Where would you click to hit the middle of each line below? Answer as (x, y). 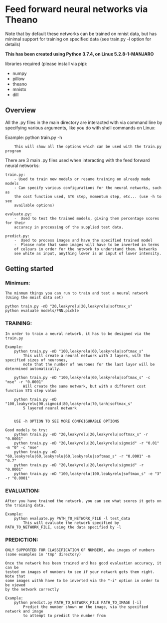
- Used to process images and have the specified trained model (83, 240)
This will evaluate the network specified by (71, 523)
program (13, 151)
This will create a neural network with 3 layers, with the (87, 355)
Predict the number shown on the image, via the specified (86, 607)
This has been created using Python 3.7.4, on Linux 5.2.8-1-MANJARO (80, 54)
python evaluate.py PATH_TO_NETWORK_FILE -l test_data (72, 518)
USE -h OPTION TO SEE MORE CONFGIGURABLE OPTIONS (67, 421)
